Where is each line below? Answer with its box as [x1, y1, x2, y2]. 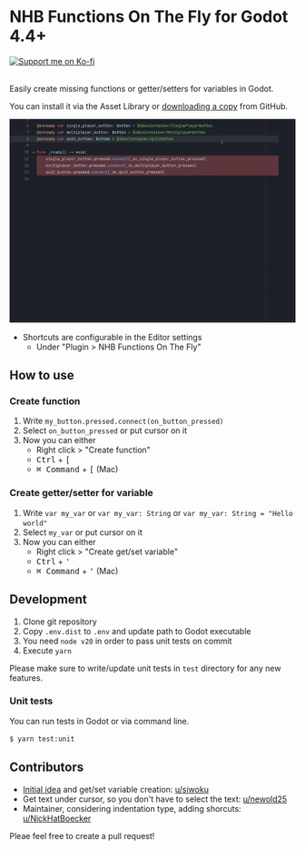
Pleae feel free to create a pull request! [9, 830, 155, 841]
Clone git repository [22, 616, 97, 627]
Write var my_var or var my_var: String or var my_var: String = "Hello [22, 507, 293, 518]
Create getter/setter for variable [9, 487, 154, 500]
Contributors [9, 760, 84, 775]
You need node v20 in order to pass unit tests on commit [22, 635, 232, 646]
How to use [9, 368, 74, 383]
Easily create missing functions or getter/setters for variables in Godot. [9, 83, 274, 94]
